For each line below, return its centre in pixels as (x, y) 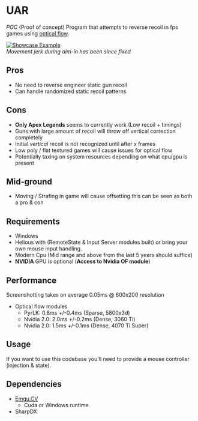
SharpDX (26, 411)
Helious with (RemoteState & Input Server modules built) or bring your (101, 242)
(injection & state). (29, 365)
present (24, 163)
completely (29, 137)
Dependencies (34, 384)
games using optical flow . (38, 33)
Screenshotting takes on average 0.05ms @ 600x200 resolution (85, 295)
